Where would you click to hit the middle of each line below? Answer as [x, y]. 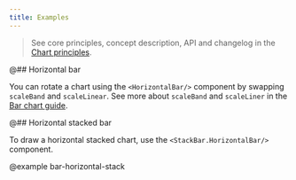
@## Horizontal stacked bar [61, 122]
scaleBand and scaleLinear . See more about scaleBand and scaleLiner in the [148, 96]
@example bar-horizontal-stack [67, 166]
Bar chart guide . [39, 105]
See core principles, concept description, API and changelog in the [153, 43]
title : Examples [39, 17]
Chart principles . [61, 52]
